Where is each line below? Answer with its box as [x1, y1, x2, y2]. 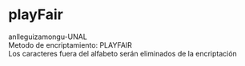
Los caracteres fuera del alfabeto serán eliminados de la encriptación [8, 49, 238, 58]
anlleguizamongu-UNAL [8, 32, 88, 41]
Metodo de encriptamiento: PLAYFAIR [8, 40, 132, 49]
